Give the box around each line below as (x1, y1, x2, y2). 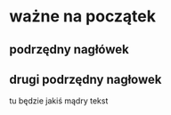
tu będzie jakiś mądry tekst (9, 95, 109, 106)
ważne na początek (9, 6, 157, 27)
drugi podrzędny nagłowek (9, 71, 162, 86)
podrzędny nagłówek (9, 42, 129, 57)
